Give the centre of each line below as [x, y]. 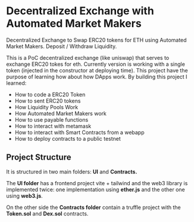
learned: [16, 83]
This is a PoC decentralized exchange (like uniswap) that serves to [88, 58]
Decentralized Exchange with [80, 11]
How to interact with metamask [53, 126]
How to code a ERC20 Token [50, 94]
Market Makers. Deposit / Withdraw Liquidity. [62, 46]
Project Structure [39, 158]
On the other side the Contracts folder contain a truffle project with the [93, 207]
